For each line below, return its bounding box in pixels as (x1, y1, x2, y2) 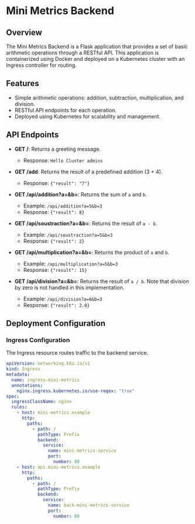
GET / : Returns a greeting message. (14, 145, 101, 152)
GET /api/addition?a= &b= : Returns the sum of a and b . (14, 190, 148, 198)
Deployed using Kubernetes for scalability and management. (14, 113, 161, 120)
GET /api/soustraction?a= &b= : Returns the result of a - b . (14, 220, 158, 227)
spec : (6, 393, 19, 399)
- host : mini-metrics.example (16, 410, 91, 416)
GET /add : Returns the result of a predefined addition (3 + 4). (14, 168, 163, 175)
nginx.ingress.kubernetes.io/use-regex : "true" (16, 388, 135, 394)
